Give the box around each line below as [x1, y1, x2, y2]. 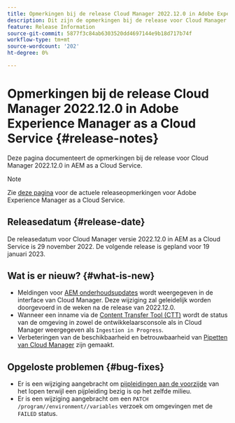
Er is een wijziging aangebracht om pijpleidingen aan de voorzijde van [17, 380, 220, 388]
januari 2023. [7, 250, 45, 258]
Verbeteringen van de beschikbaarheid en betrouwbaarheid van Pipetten [17, 333, 228, 342]
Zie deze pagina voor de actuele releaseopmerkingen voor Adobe [7, 188, 197, 196]
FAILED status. [17, 410, 58, 418]
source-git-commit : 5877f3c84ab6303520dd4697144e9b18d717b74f [7, 29, 192, 37]
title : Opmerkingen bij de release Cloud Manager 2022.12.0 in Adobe [7, 10, 215, 18]
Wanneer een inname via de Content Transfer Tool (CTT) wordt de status [17, 311, 228, 319]
